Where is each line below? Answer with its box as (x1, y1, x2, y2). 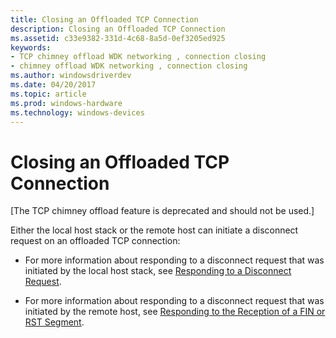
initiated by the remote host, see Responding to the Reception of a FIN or (24, 306, 326, 318)
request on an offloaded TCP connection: (10, 235, 181, 247)
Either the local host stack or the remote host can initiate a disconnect (10, 224, 299, 236)
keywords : (10, 42, 52, 53)
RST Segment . (24, 316, 85, 328)
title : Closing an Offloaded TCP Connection (10, 14, 199, 25)
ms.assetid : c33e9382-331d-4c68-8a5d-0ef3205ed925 (10, 33, 226, 43)
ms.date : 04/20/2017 (10, 80, 97, 90)
